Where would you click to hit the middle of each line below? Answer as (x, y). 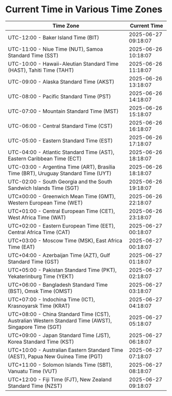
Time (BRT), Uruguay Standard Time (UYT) (60, 173)
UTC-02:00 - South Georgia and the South (60, 181)
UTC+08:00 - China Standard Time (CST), (59, 314)
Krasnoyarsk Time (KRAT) (39, 306)
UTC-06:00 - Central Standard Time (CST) (60, 126)
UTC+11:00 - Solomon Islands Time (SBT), (60, 365)
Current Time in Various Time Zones (84, 9)
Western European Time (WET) (45, 202)
